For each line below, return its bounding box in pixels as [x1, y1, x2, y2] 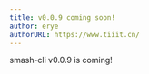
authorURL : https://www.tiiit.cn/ [9, 30, 141, 39]
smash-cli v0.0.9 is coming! [9, 55, 114, 66]
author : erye [9, 22, 59, 31]
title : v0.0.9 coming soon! [9, 13, 116, 23]
